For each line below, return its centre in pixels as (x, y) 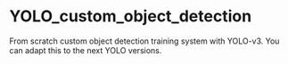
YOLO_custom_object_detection (131, 16)
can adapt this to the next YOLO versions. (86, 50)
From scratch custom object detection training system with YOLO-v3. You (144, 41)
